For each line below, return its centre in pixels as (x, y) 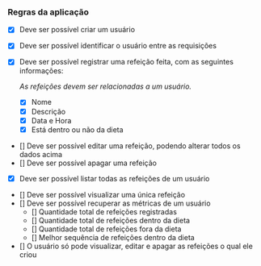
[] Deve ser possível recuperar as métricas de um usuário (115, 203)
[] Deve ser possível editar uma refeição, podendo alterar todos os (130, 145)
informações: (41, 71)
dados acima (40, 154)
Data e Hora (51, 120)
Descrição (48, 111)
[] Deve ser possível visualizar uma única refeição (102, 194)
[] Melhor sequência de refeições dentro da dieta (113, 237)
